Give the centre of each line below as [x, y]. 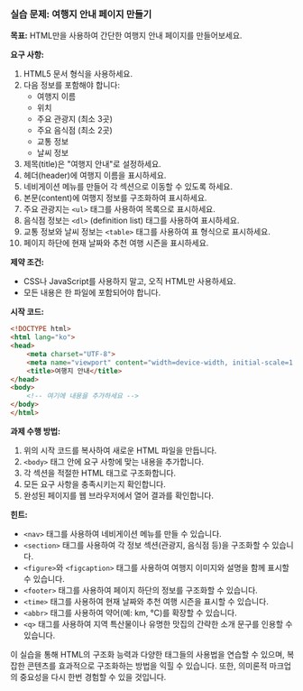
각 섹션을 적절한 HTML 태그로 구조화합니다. [100, 473]
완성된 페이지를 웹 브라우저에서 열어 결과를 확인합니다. [119, 495]
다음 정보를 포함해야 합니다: [72, 85]
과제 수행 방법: [36, 431]
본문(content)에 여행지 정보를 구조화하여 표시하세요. [115, 198]
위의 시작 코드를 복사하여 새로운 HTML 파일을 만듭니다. [120, 450]
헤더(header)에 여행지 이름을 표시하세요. [95, 175]
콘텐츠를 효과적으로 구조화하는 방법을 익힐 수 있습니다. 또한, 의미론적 [147, 666]
